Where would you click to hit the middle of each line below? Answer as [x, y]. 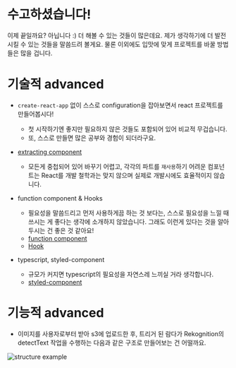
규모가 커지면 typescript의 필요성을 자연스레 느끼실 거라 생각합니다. [120, 274]
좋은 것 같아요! [74, 230]
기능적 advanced [56, 313]
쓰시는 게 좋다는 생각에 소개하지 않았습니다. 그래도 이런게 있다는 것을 [122, 221]
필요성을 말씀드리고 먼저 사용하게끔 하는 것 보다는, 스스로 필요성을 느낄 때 [129, 213]
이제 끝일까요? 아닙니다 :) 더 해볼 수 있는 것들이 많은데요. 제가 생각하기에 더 [110, 35]
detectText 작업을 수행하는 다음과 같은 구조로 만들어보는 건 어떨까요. [112, 343]
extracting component [50, 152]
